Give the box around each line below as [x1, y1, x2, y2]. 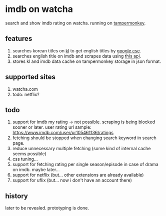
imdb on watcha [5, 3, 73, 15]
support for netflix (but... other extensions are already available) [12, 172, 144, 178]
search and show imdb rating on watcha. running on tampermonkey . [5, 20, 146, 26]
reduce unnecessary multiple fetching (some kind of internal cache [12, 146, 151, 152]
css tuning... [12, 156, 38, 162]
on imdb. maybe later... [12, 167, 60, 173]
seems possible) [12, 151, 46, 157]
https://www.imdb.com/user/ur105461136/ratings [12, 130, 114, 136]
